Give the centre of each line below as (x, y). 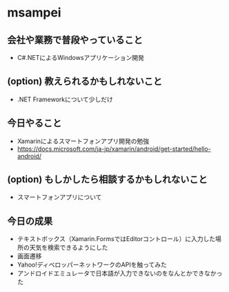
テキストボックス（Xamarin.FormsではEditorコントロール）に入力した (116, 239)
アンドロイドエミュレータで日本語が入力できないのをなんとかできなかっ (120, 273)
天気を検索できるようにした (69, 248)
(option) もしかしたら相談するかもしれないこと (108, 179)
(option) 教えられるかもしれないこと (85, 82)
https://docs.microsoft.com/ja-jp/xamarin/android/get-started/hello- (114, 149)
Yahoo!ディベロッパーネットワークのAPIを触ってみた (92, 265)
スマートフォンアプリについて (59, 197)
